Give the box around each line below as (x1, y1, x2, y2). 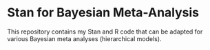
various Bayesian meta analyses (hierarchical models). (7, 34, 162, 42)
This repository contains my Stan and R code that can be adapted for (7, 27, 203, 36)
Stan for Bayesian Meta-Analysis (7, 5, 200, 21)
